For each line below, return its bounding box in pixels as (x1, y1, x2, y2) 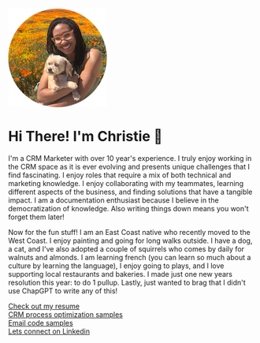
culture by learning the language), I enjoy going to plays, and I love (8, 261, 225, 270)
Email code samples (8, 318, 73, 327)
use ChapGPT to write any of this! (8, 285, 118, 296)
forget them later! (8, 212, 65, 222)
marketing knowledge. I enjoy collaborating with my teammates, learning (8, 178, 244, 188)
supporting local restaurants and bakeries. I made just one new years (8, 269, 233, 278)
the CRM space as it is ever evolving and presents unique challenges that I (8, 162, 251, 171)
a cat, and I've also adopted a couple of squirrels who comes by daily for (8, 244, 245, 253)
